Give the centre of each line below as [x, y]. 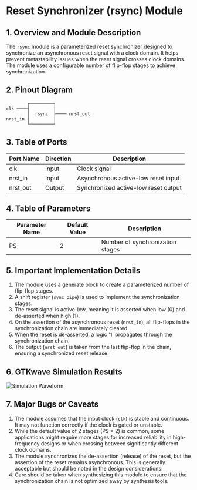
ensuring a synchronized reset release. [62, 353]
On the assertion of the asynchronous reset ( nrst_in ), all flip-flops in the [102, 322]
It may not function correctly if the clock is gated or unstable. [88, 425]
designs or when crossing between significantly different [110, 443]
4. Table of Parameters [48, 209]
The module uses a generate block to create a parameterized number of [102, 285]
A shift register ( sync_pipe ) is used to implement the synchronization [97, 297]
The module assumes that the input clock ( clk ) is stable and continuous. [102, 418]
